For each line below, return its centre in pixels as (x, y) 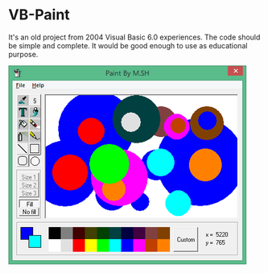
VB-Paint (39, 15)
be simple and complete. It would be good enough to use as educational (128, 45)
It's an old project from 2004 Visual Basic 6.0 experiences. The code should (134, 37)
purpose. (23, 54)
